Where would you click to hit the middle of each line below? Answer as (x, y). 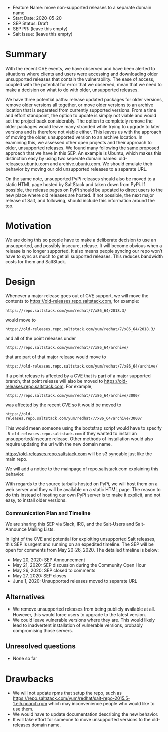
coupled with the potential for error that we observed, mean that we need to (83, 84)
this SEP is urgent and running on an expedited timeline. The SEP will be (79, 544)
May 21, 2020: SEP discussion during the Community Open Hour (79, 565)
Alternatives (25, 597)
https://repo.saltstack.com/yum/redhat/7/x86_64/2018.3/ (66, 310)
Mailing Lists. (41, 529)
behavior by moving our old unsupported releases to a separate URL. (76, 169)
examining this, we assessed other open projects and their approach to (78, 142)
